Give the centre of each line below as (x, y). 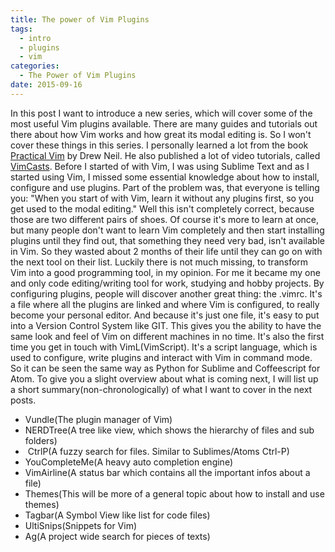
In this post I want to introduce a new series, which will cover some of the (161, 113)
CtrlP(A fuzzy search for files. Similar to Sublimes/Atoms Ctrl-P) (158, 451)
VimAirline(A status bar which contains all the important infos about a (167, 472)
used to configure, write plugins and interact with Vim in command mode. (161, 357)
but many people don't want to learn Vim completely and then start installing (167, 230)
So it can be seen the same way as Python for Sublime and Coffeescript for (165, 368)
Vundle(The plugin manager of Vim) (98, 419)
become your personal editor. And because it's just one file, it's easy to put (165, 315)
